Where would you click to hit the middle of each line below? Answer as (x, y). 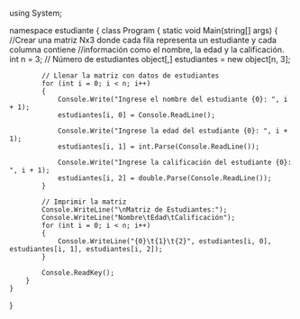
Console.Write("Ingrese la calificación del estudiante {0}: (175, 162)
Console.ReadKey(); (78, 273)
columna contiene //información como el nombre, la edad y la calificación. (147, 50)
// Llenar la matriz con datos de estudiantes (131, 76)
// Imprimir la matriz (84, 202)
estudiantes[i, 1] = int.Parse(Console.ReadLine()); (158, 147)
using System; (36, 13)
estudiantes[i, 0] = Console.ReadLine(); (136, 115)
